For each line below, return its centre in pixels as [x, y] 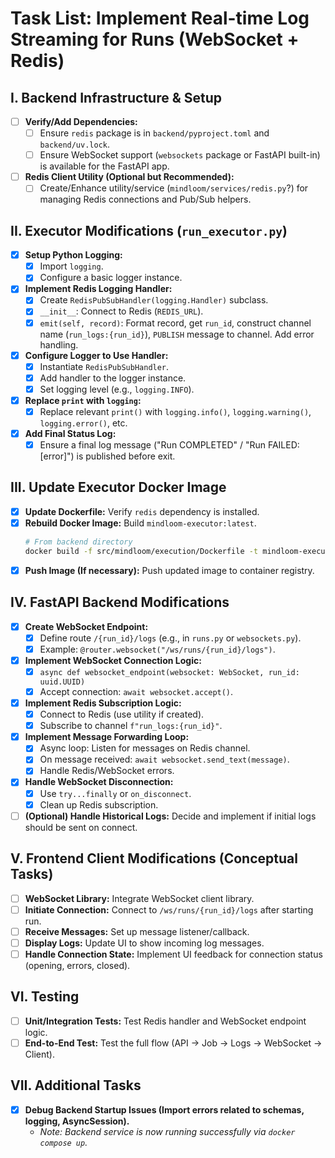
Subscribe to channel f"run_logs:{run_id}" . [131, 726]
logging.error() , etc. [83, 423]
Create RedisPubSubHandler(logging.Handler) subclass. [154, 300]
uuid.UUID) [62, 682]
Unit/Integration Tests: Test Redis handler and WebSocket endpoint [165, 1021]
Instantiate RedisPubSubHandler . [104, 366]
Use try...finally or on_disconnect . [115, 793]
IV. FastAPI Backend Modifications [120, 602]
